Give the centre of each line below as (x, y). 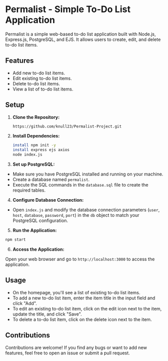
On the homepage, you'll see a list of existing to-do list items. (76, 292)
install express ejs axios (41, 150)
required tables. (29, 190)
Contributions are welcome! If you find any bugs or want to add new (76, 347)
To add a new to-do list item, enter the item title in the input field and (84, 298)
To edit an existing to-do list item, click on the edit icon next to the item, (87, 308)
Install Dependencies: (36, 136)
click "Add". (25, 303)
